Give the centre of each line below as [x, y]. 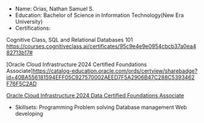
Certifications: [33, 28]
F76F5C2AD [22, 84]
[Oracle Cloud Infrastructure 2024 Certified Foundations [76, 64]
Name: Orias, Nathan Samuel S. [54, 9]
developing [29, 114]
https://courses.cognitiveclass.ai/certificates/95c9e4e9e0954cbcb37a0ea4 [101, 46]
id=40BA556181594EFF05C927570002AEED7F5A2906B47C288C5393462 [101, 77]
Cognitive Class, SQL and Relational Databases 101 [70, 40]
